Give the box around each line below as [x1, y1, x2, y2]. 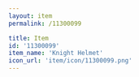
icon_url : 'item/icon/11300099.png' [8, 57, 132, 65]
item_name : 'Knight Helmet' [8, 49, 104, 58]
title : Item [8, 34, 49, 42]
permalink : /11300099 [8, 19, 82, 28]
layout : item [8, 11, 53, 20]
